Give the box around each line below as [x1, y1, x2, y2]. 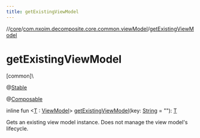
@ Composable [6, 95, 43, 102]
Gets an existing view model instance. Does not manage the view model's [6, 118, 188, 125]
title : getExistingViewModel [6, 8, 79, 15]
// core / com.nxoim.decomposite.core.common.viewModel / [6, 25, 150, 32]
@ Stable [6, 84, 28, 91]
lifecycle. [6, 125, 29, 132]
